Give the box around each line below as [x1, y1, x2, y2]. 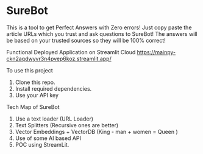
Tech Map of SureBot [6, 103, 60, 110]
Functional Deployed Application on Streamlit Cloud [6, 48, 136, 55]
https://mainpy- [137, 48, 176, 55]
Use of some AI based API [15, 135, 81, 142]
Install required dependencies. [15, 85, 92, 92]
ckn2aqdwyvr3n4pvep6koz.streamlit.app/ [6, 55, 112, 62]
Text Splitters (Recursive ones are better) [15, 121, 119, 128]
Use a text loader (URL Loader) [15, 115, 93, 122]
